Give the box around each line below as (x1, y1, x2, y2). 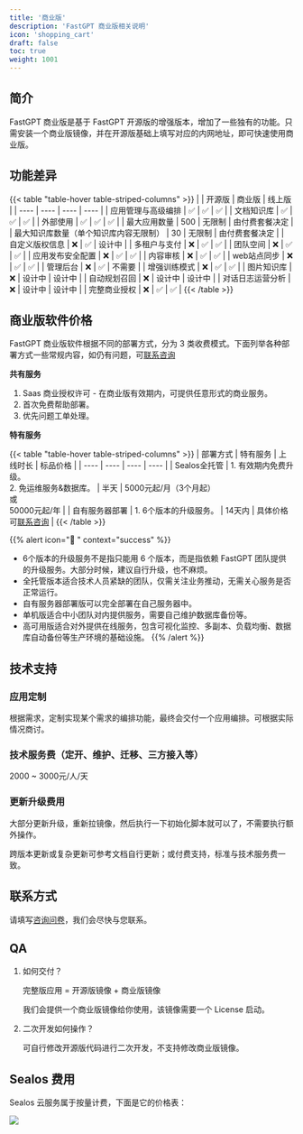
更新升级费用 (9, 796, 66, 808)
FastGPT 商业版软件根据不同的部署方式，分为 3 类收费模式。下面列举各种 (9, 338, 282, 349)
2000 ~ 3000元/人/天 (9, 770, 88, 781)
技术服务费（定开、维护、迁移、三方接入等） (9, 749, 204, 761)
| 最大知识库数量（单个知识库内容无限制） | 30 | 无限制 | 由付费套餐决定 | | (9, 227, 284, 238)
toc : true (9, 47, 47, 56)
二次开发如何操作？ (22, 1023, 95, 1034)
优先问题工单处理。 (22, 410, 95, 421)
